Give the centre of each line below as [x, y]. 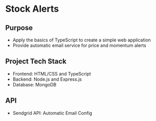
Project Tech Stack [36, 62]
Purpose [19, 28]
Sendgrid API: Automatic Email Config [53, 113]
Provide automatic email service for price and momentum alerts [79, 45]
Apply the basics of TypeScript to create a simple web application [82, 40]
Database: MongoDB [34, 84]
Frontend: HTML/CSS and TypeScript [52, 74]
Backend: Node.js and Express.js [47, 79]
